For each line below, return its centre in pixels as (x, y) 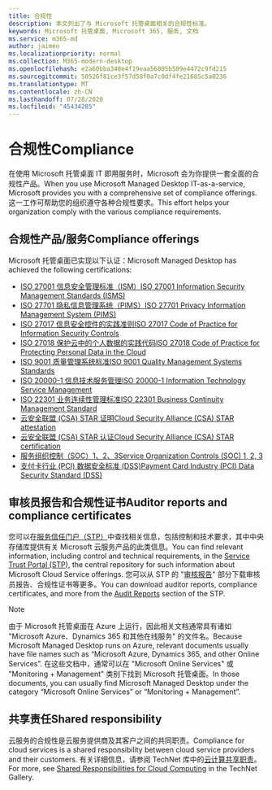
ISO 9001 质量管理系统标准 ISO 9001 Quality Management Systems (131, 361)
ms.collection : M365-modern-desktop (70, 62)
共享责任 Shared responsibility (85, 720)
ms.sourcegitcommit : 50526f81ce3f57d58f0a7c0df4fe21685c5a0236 (118, 76)
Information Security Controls (69, 333)
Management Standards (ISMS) (73, 295)
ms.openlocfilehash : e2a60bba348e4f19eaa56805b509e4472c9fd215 (118, 69)
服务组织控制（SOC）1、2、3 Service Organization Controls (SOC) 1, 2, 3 (142, 456)
